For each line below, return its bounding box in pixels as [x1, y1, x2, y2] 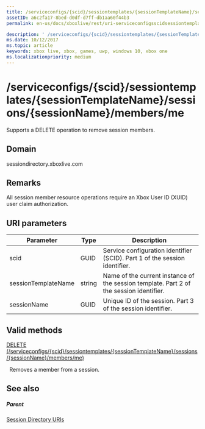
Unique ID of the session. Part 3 [103, 297, 194, 305]
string [80, 279, 98, 288]
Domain [6, 144, 37, 154]
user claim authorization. [6, 200, 69, 208]
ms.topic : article [6, 43, 53, 49]
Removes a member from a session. [9, 366, 99, 373]
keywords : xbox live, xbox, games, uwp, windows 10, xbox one [6, 48, 168, 55]
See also [6, 383, 40, 394]
